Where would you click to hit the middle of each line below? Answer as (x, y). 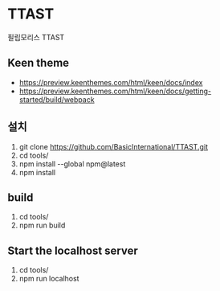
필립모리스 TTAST (36, 37)
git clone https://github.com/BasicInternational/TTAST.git (114, 146)
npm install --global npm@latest (72, 164)
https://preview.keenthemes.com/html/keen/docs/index (111, 82)
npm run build (42, 225)
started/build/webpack (57, 99)
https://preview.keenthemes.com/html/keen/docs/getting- (115, 91)
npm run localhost (49, 279)
